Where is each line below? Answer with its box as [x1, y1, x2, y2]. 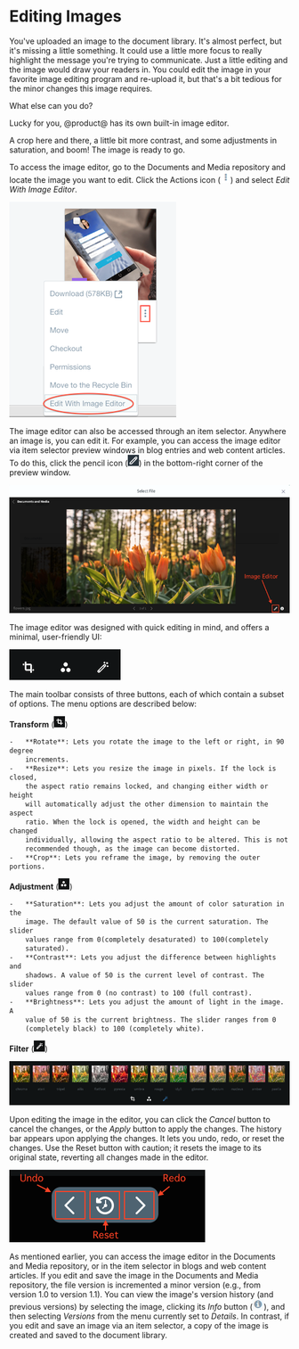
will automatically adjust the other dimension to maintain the [25, 800, 269, 809]
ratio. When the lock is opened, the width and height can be [25, 818, 261, 827]
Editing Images [9, 6, 122, 27]
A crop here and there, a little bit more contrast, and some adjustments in [9, 135, 278, 145]
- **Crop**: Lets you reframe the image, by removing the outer [9, 853, 261, 862]
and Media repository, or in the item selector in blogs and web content [9, 1261, 267, 1271]
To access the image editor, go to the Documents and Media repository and [9, 161, 287, 172]
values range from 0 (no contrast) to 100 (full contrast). [25, 988, 253, 998]
